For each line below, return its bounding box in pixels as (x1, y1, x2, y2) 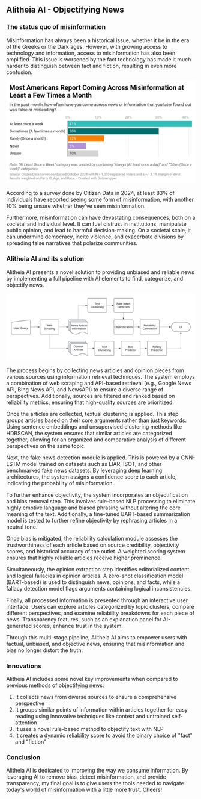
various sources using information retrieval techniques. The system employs (6, 373, 195, 380)
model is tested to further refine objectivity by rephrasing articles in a (6, 517, 178, 524)
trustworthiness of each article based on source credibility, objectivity (6, 541, 179, 549)
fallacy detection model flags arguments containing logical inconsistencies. (6, 585, 192, 592)
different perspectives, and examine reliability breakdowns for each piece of (6, 609, 195, 617)
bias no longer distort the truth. (6, 647, 83, 654)
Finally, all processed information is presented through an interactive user (6, 596, 188, 604)
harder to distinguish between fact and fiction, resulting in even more (6, 62, 177, 69)
